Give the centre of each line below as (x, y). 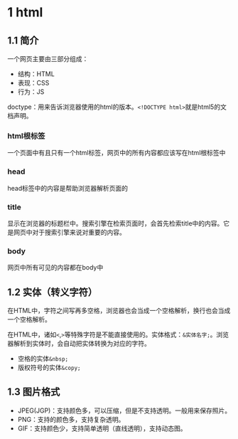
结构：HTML (36, 74)
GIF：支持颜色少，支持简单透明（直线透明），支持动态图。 (102, 428)
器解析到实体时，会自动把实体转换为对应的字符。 (79, 343)
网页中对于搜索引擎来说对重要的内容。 (69, 232)
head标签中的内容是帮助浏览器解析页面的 (68, 188)
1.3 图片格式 (34, 392)
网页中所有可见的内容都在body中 (55, 268)
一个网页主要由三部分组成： (48, 59)
